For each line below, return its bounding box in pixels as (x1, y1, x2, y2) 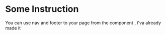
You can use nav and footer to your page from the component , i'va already (5, 20, 161, 26)
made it (5, 25, 21, 31)
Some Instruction (5, 3, 79, 15)
